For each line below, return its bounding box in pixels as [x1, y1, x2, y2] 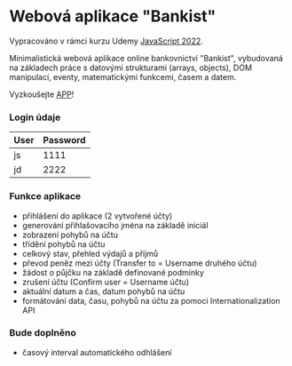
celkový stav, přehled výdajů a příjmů [21, 248, 159, 259]
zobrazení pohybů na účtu [21, 229, 118, 240]
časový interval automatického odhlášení [21, 346, 172, 357]
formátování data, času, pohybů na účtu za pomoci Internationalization [21, 295, 281, 306]
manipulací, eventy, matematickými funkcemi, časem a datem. [9, 71, 237, 82]
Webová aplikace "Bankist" [9, 6, 217, 27]
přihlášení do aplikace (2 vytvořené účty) [21, 211, 173, 221]
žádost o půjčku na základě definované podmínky [21, 267, 204, 277]
